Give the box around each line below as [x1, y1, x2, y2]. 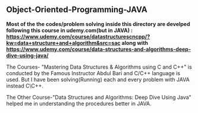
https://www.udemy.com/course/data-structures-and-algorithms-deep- [6, 46, 191, 53]
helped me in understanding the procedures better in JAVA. [6, 100, 152, 107]
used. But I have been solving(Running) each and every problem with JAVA [6, 76, 190, 83]
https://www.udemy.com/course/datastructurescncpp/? [6, 33, 150, 40]
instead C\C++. [6, 82, 43, 89]
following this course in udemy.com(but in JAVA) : [6, 27, 133, 34]
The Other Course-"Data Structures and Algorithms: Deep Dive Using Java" [6, 93, 191, 101]
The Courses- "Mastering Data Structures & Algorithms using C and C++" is [6, 63, 192, 70]
